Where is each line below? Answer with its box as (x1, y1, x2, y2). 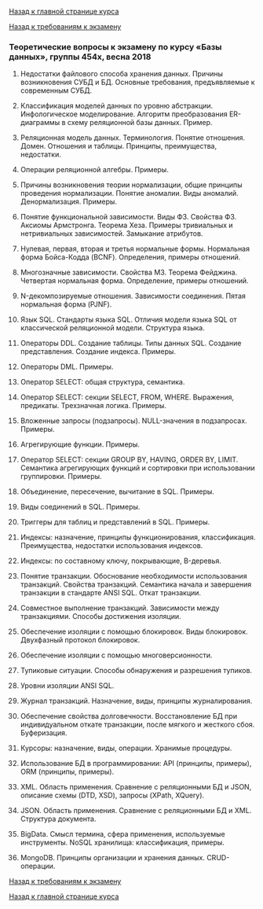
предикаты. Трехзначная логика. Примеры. (20, 401, 167, 410)
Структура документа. (20, 814, 97, 824)
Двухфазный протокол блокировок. (20, 635, 141, 645)
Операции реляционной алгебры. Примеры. (20, 165, 170, 175)
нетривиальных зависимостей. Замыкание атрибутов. (20, 229, 203, 238)
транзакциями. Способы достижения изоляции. (20, 612, 181, 621)
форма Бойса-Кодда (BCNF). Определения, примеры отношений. (20, 252, 241, 262)
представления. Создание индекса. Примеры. (20, 347, 176, 356)
